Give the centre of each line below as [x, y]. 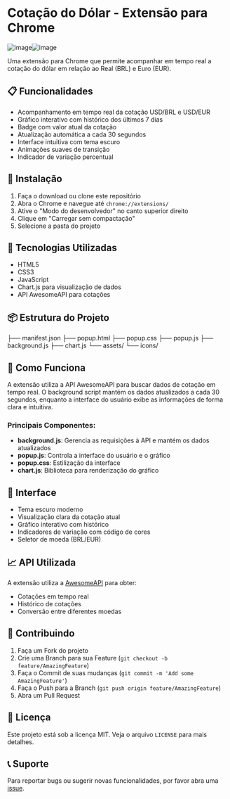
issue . [16, 788]
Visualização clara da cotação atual [69, 517]
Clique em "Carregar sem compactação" [76, 218]
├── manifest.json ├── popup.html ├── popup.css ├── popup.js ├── [110, 338]
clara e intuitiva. [30, 407]
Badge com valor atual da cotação [67, 127]
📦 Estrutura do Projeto [59, 318]
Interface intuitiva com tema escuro [69, 141]
